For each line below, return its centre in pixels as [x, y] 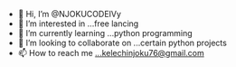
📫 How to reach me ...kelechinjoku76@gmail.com [111, 53]
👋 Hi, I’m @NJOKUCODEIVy [70, 14]
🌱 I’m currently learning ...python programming [105, 33]
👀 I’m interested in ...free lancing [78, 24]
